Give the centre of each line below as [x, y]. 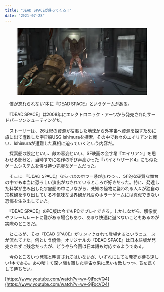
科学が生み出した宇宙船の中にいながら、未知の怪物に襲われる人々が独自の [84, 189]
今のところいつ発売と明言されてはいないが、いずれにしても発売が [75, 257]
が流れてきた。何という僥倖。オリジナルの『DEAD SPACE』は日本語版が [78, 240]
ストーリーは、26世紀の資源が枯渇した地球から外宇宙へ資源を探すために [83, 131]
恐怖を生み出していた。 [29, 201]
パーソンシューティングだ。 [37, 120]
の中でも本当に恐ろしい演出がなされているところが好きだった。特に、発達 [80, 182]
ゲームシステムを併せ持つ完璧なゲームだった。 [52, 166]
